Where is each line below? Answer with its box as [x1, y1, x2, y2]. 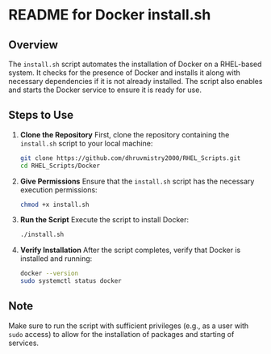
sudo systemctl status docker [19, 277, 123, 285]
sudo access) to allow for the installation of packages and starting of [8, 329, 235, 339]
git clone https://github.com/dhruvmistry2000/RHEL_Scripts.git [19, 154, 241, 162]
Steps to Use [8, 108, 74, 122]
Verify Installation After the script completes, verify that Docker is [19, 245, 241, 255]
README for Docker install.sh [8, 6, 211, 24]
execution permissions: [19, 184, 98, 195]
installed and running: [19, 254, 93, 263]
